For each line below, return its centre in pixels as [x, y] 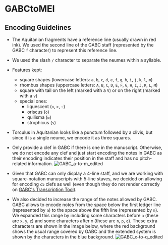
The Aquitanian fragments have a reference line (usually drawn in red [84, 39]
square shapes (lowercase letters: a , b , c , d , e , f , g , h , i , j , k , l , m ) [86, 80]
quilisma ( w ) [39, 117]
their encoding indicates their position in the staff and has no [75, 158]
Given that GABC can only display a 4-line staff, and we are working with [88, 173]
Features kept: [27, 70]
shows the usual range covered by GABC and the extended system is [84, 231]
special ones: [33, 101]
